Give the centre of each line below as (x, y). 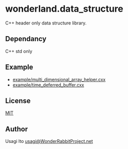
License (18, 100)
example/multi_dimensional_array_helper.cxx (59, 79)
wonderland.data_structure (64, 9)
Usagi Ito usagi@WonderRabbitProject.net (49, 141)
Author (16, 129)
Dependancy (26, 39)
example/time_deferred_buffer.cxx (48, 85)
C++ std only (19, 51)
